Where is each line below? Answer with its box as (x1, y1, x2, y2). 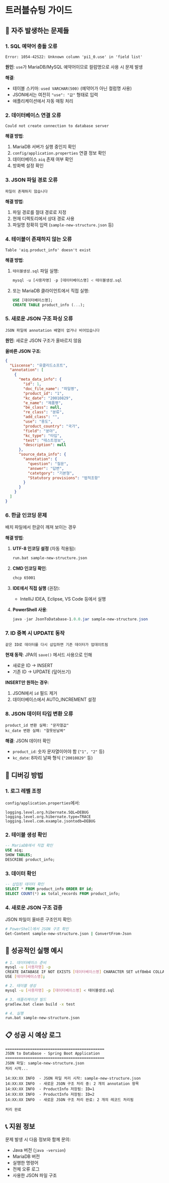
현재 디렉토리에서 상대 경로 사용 (12, 215, 74, 222)
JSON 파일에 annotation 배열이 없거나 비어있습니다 (5, 328, 100, 333)
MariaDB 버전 (12, 1153, 40, 1159)
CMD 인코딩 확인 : (12, 565, 47, 571)
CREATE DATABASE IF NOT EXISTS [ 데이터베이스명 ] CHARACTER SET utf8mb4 (5, 969, 151, 975)
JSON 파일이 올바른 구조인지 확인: (5, 916, 72, 923)
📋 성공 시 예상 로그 (5, 1031, 61, 1039)
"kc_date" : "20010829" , (23, 395, 73, 401)
